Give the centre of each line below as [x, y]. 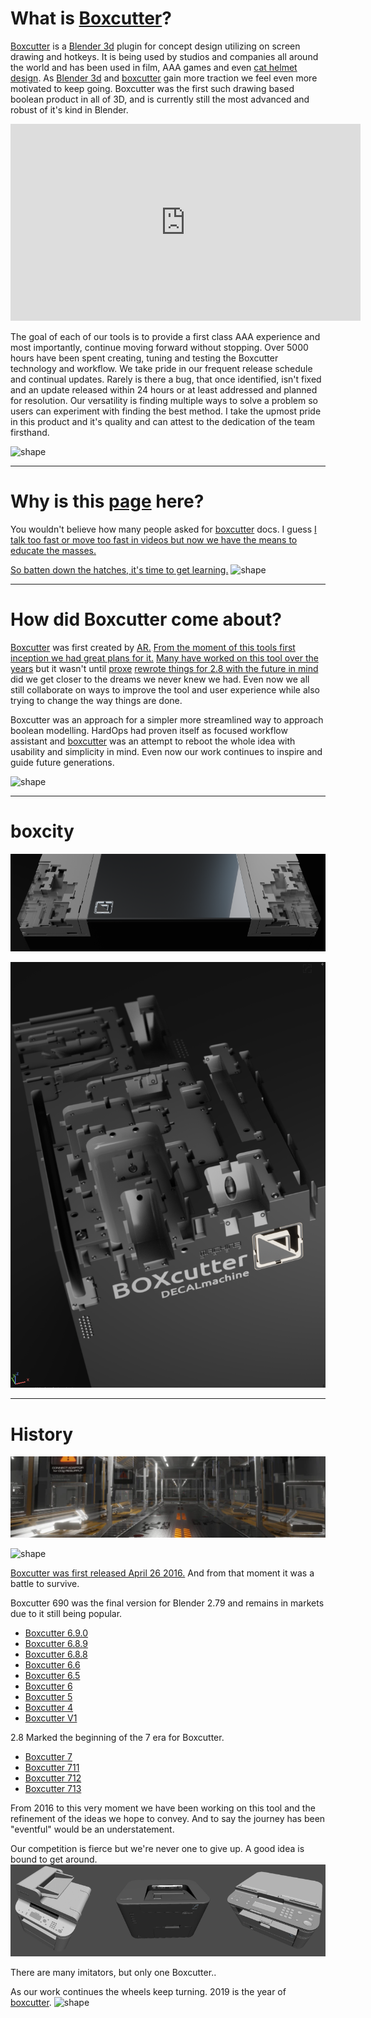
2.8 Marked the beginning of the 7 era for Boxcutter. [117, 1737]
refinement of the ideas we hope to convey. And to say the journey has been [168, 1818]
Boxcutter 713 [53, 1788]
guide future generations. [62, 762]
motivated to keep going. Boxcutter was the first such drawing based [152, 88]
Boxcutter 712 [53, 1778]
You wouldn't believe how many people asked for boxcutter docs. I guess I [163, 529]
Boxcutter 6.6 [52, 1664]
